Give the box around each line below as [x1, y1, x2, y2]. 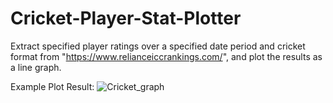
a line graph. [10, 61, 62, 73]
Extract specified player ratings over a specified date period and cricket [10, 40, 306, 52]
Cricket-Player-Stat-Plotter [10, 7, 242, 30]
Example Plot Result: [10, 80, 95, 92]
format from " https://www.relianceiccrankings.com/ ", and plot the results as [10, 50, 323, 62]
